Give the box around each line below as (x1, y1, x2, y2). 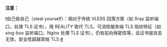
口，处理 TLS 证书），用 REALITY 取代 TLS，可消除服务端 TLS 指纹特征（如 (5, 24, 161, 29)
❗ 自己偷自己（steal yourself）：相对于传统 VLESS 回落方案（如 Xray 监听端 (5, 16, 159, 22)
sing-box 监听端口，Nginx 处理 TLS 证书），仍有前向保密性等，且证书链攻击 (5, 30, 162, 36)
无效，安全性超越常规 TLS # (5, 36, 63, 42)
